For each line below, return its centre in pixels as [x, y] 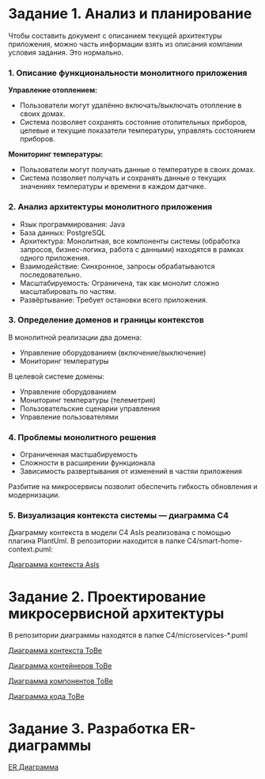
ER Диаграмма [34, 767]
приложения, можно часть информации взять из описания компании [125, 43]
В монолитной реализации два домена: [75, 337]
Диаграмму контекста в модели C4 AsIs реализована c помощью [120, 533]
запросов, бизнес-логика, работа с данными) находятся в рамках [132, 249]
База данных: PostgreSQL [62, 232]
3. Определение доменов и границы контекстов [106, 320]
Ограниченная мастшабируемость [79, 454]
